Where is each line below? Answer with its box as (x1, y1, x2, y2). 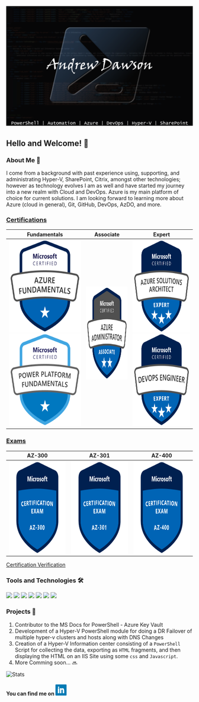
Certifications (6, 216, 47, 224)
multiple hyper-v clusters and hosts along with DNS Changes (14, 633, 164, 640)
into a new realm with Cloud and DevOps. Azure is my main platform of (6, 188, 179, 195)
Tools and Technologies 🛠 (6, 576, 84, 584)
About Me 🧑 (6, 156, 41, 164)
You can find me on (6, 690, 54, 697)
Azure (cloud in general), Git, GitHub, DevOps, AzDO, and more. (6, 201, 162, 208)
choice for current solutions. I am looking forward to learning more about (6, 194, 184, 201)
